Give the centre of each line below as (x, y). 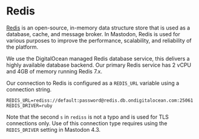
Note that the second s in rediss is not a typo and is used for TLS (88, 117)
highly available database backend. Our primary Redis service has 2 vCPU (99, 65)
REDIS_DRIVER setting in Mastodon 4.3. (54, 129)
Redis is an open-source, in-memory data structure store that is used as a (98, 28)
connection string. (29, 89)
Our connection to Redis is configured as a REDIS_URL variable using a (93, 83)
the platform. (22, 47)
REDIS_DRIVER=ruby (29, 106)
